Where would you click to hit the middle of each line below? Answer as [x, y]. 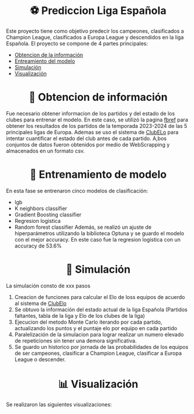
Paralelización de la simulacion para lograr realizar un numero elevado [99, 334]
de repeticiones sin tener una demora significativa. [76, 341]
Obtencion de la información [49, 55]
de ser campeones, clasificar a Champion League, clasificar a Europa [98, 353]
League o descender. [40, 359]
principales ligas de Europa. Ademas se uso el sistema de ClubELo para [92, 132]
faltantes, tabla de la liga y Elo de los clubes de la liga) [79, 315]
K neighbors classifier [41, 208]
